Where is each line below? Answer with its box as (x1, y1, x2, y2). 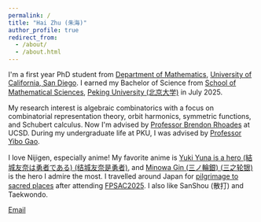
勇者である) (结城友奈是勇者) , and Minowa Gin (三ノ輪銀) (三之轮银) (35, 163, 253, 172)
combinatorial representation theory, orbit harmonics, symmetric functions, (8, 112, 252, 120)
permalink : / (8, 11, 51, 20)
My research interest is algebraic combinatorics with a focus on (8, 103, 215, 113)
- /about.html (15, 48, 61, 56)
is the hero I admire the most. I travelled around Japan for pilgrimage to (8, 172, 239, 181)
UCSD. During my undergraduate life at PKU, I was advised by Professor (8, 128, 242, 138)
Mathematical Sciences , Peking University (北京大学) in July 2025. (8, 87, 222, 97)
